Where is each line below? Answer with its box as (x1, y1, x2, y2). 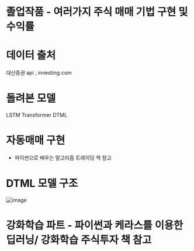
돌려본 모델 (6, 92, 56, 105)
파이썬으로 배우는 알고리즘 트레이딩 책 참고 (14, 154, 112, 161)
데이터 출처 (6, 49, 56, 62)
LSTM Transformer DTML (6, 111, 68, 118)
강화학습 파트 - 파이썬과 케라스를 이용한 (6, 219, 183, 232)
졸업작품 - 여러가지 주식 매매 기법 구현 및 (6, 5, 188, 19)
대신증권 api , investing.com (6, 69, 72, 76)
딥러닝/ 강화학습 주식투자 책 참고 (6, 233, 152, 247)
